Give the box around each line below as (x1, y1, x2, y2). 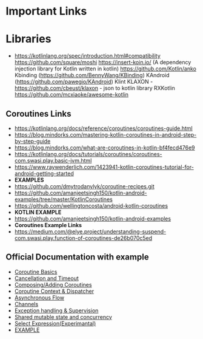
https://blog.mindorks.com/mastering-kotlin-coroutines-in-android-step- (14, 131, 197, 138)
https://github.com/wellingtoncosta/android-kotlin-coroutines (14, 202, 168, 209)
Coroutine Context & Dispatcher (14, 287, 95, 295)
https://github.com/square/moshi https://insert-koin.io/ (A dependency (14, 59, 191, 66)
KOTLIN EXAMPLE (14, 208, 62, 216)
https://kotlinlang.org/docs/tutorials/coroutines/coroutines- (14, 150, 162, 157)
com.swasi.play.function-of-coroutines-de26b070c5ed (14, 234, 153, 241)
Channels (14, 300, 39, 307)
